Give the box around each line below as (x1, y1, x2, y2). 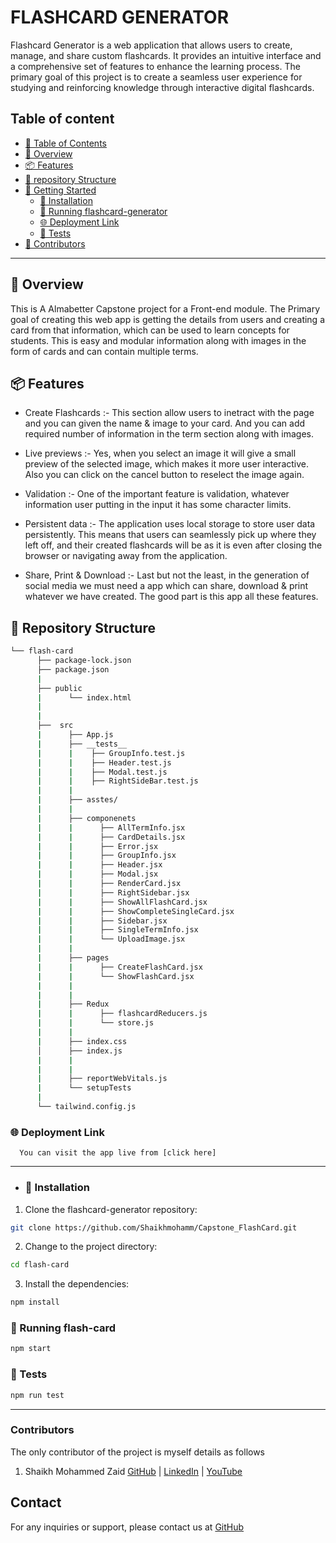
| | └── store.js (36, 1018, 155, 1028)
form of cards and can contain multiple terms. (10, 345, 199, 357)
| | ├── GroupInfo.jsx (36, 851, 177, 861)
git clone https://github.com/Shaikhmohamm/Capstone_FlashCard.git (10, 1222, 298, 1233)
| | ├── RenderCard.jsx (36, 879, 182, 889)
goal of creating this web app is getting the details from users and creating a (10, 313, 326, 325)
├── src (36, 721, 74, 731)
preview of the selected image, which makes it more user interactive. (24, 458, 310, 470)
